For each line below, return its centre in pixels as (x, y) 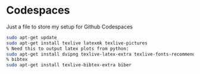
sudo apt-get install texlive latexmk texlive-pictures (77, 43)
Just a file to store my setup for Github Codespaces (69, 27)
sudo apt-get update (32, 37)
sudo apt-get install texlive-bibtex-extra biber (69, 65)
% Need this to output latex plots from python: (68, 49)
